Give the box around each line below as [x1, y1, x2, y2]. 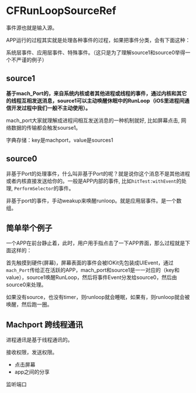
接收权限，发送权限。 [6, 349, 57, 356]
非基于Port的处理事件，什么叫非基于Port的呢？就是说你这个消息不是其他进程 [6, 170, 190, 177]
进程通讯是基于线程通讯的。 [6, 336, 73, 343]
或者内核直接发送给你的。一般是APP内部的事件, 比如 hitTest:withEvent [6, 177, 177, 185]
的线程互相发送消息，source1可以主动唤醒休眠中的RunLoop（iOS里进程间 [6, 97, 184, 104]
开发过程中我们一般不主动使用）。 [11, 104, 91, 112]
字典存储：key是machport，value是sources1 [6, 136, 114, 144]
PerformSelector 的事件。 [13, 185, 74, 192]
